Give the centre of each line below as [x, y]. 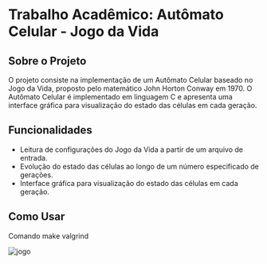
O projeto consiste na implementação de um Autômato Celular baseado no [131, 80]
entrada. [33, 157]
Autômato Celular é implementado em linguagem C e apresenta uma [120, 97]
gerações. [36, 175]
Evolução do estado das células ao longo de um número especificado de [139, 166]
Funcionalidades [51, 130]
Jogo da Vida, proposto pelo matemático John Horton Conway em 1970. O [130, 88]
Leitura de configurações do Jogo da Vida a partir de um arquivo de [131, 149]
